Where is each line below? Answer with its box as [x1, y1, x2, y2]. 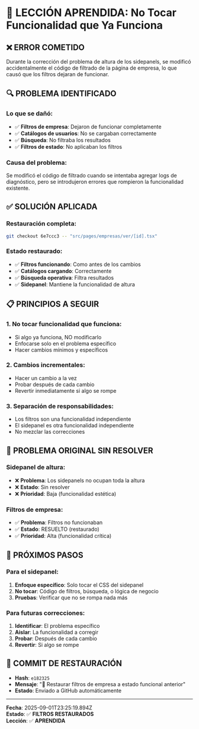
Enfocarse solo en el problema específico [14, 340, 117, 347]
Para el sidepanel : [6, 568, 59, 576]
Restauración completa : [6, 220, 77, 228]
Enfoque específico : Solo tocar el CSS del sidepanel [14, 581, 144, 589]
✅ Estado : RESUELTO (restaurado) [14, 525, 99, 533]
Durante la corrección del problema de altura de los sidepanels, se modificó [6, 58, 191, 65]
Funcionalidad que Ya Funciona [6, 18, 163, 32]
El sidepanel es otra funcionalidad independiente [14, 422, 134, 429]
